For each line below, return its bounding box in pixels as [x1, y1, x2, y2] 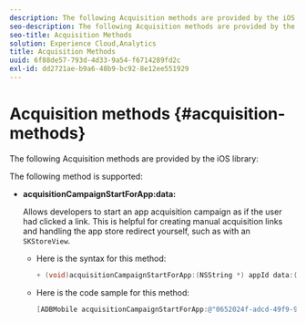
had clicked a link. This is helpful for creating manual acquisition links [22, 215, 283, 226]
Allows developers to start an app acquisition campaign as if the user [22, 206, 282, 217]
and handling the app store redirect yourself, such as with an [22, 225, 250, 236]
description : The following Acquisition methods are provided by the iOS [9, 13, 296, 23]
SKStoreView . [22, 234, 71, 246]
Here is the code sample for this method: [36, 287, 189, 297]
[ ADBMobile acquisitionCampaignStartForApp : [36, 305, 209, 314]
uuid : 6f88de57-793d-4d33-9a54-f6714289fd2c [9, 56, 181, 65]
